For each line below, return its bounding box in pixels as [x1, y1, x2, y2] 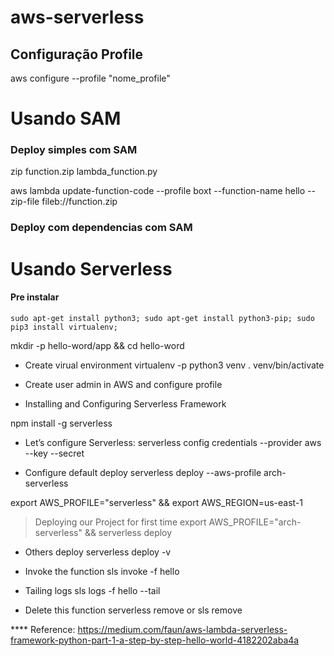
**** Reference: [10, 623, 76, 635]
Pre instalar [10, 291, 60, 303]
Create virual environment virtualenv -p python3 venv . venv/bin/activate [24, 359, 325, 371]
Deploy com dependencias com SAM [10, 221, 193, 235]
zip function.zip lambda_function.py [10, 166, 158, 178]
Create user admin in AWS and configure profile [24, 378, 223, 390]
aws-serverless [10, 6, 145, 29]
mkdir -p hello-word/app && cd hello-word [10, 339, 185, 351]
